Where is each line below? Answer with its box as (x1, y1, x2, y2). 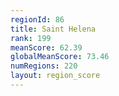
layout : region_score (10, 71, 101, 81)
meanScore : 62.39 (10, 42, 83, 53)
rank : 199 (10, 33, 52, 43)
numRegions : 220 (10, 61, 78, 71)
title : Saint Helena (10, 24, 97, 34)
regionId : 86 (10, 14, 65, 25)
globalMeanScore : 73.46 (10, 52, 110, 62)
